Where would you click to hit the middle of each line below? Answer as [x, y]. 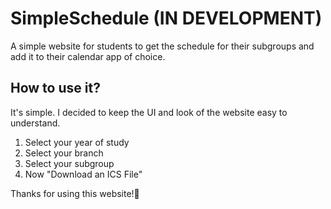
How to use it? [55, 88]
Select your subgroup [69, 163]
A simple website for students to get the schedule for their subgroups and [162, 46]
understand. [35, 123]
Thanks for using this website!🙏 [75, 193]
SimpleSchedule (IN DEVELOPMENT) [166, 18]
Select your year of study [77, 142]
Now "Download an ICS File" [83, 174]
